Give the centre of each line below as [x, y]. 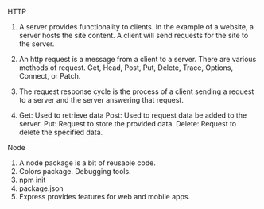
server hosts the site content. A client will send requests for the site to [134, 35]
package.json [41, 188]
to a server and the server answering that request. [101, 100]
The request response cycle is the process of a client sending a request [136, 91]
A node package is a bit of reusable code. [87, 163]
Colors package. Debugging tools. [75, 171]
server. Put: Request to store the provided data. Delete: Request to [127, 124]
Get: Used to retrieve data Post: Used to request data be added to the [133, 115]
